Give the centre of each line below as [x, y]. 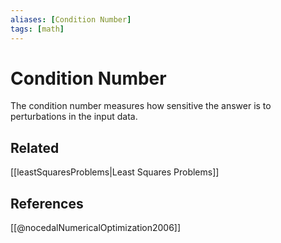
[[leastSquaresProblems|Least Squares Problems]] [115, 172]
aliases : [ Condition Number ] [71, 19]
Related [35, 147]
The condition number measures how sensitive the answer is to [141, 106]
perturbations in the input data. [74, 117]
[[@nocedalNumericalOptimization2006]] [96, 228]
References [47, 203]
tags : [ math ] [37, 29]
